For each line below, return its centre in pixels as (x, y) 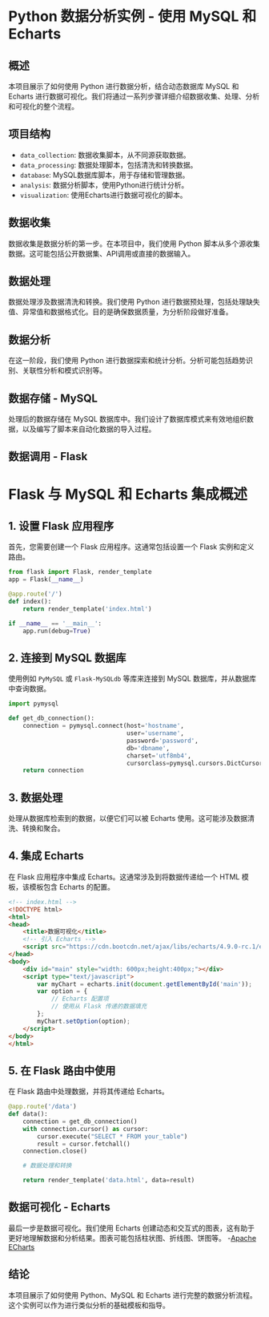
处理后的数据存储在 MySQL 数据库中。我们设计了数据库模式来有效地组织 (128, 419)
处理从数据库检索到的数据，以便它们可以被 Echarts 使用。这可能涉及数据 (128, 818)
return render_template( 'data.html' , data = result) (109, 1180)
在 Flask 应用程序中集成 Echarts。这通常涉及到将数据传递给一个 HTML (124, 877)
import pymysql (34, 704)
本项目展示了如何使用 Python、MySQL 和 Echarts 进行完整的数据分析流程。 (133, 1295)
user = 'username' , (155, 733)
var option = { (62, 992)
